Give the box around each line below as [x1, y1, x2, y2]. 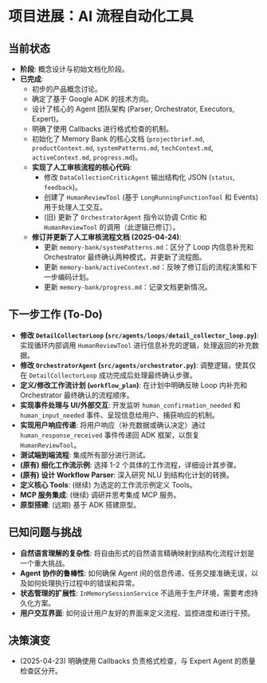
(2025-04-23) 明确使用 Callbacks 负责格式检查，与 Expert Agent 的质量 [19, 656, 256, 666]
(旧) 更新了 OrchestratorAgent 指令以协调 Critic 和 [43, 212, 207, 222]
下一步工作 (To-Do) [8, 308, 103, 322]
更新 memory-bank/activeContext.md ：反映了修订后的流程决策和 [43, 263, 251, 271]
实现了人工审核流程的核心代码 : [31, 163, 132, 172]
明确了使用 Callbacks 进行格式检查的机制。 [31, 124, 173, 133]
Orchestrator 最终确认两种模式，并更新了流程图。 [43, 252, 206, 262]
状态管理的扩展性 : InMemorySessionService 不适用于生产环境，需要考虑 [19, 588, 252, 598]
